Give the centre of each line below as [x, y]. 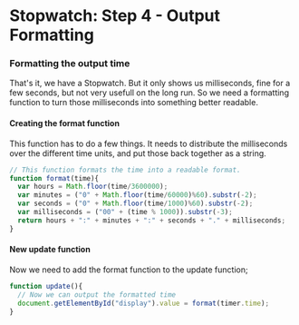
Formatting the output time [70, 64]
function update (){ [46, 286]
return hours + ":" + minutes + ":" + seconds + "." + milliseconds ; [152, 220]
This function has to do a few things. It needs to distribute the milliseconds [149, 143]
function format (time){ [54, 178]
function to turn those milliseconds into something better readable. [134, 103]
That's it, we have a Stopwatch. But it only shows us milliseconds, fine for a [150, 84]
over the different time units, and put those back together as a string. [138, 153]
